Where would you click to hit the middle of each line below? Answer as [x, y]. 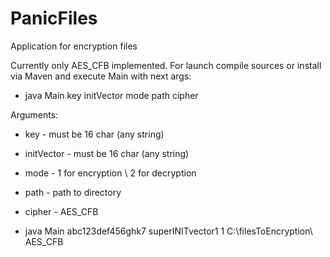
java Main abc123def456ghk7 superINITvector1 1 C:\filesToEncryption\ [168, 231]
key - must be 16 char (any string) [94, 134]
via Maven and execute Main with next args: [101, 76]
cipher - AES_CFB [61, 211]
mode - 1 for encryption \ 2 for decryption [110, 173]
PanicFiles [54, 18]
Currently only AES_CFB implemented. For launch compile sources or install [166, 65]
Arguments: [34, 114]
